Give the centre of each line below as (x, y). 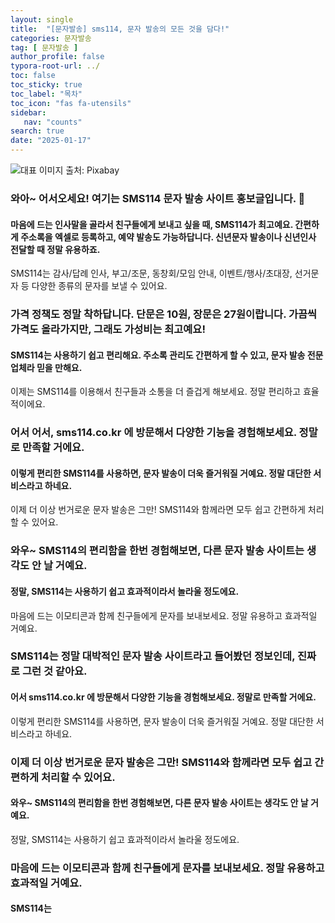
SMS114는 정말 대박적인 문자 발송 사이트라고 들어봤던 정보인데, (153, 656)
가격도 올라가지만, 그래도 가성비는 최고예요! (108, 329)
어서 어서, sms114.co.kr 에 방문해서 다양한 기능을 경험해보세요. (153, 433)
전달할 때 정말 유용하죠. (55, 249)
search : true (37, 131)
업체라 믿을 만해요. (46, 367)
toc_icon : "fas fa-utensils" (71, 103)
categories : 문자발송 (51, 38)
